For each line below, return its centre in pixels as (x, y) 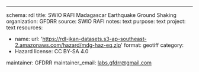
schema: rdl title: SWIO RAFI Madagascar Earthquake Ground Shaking (91, 15)
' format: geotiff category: (152, 45)
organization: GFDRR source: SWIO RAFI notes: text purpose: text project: (96, 21)
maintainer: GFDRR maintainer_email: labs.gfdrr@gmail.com (79, 63)
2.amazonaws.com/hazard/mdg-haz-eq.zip (68, 45)
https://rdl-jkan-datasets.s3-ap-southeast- (94, 39)
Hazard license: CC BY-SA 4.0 (52, 51)
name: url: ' (28, 39)
